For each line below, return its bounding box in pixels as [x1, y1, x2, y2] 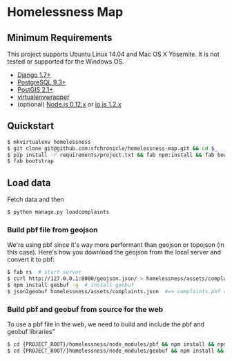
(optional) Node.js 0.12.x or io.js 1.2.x [17, 100, 122, 108]
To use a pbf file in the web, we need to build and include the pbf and [7, 320, 205, 328]
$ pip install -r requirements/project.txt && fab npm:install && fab [7, 151, 215, 158]
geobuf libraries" [7, 328, 55, 336]
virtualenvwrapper [17, 93, 70, 101]
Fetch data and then [7, 195, 64, 204]
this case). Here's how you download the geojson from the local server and [7, 248, 221, 257]
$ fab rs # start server [7, 269, 81, 276]
